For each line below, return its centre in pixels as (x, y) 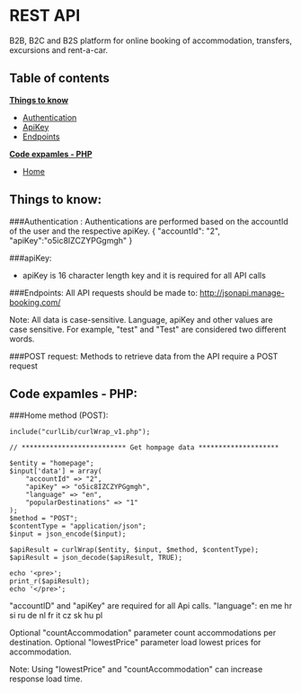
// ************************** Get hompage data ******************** (144, 448)
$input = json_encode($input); (68, 534)
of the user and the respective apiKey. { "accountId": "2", (115, 231)
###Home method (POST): (59, 415)
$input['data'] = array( (56, 471)
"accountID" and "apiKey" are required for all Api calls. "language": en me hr (151, 606)
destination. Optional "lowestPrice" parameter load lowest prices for (135, 643)
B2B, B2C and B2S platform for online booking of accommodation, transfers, (151, 40)
